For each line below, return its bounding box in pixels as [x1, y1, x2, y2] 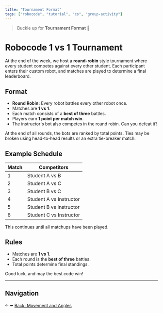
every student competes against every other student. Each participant [5, 63, 145, 69]
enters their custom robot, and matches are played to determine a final [5, 68, 147, 74]
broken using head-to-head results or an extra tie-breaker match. [5, 135, 136, 141]
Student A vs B [27, 172, 61, 179]
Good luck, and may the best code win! [5, 270, 83, 277]
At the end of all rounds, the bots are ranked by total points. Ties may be [5, 131, 149, 136]
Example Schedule [5, 149, 63, 158]
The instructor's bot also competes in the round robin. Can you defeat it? [12, 121, 158, 127]
